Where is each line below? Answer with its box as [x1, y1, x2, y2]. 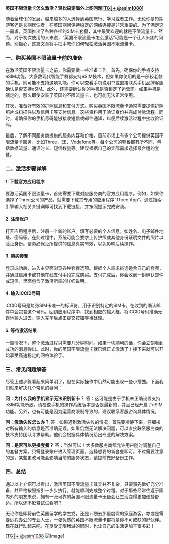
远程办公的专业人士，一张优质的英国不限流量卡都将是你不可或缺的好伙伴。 [9, 516, 164, 523]
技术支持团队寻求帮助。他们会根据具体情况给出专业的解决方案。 [5, 431, 137, 437]
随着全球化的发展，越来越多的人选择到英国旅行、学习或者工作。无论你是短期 [5, 16, 164, 22]
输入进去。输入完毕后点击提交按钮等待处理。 [14, 315, 107, 321]
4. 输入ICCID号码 [5, 290, 41, 296]
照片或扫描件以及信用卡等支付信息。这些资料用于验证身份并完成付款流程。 [5, 109, 159, 115]
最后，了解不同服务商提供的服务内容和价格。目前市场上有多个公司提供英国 [5, 132, 159, 139]
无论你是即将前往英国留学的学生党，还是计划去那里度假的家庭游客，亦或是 [5, 510, 159, 516]
